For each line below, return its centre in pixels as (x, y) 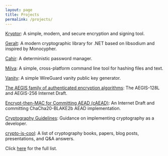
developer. (16, 124)
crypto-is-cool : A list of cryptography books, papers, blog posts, (72, 133)
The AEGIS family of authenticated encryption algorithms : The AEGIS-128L (82, 88)
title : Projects (22, 15)
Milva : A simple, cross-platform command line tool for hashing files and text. (84, 68)
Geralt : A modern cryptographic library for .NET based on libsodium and (80, 43)
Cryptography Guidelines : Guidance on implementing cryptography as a (80, 118)
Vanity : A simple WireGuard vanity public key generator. (63, 78)
